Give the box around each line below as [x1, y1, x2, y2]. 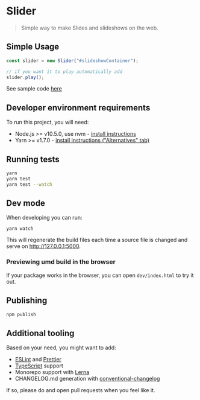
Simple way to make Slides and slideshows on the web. [20, 24, 158, 31]
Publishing [6, 296, 48, 306]
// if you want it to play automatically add [6, 68, 122, 75]
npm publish [6, 311, 36, 317]
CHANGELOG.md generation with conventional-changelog [14, 375, 160, 383]
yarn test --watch [6, 181, 52, 188]
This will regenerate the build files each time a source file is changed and [6, 237, 188, 244]
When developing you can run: [6, 214, 83, 221]
